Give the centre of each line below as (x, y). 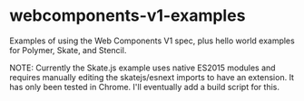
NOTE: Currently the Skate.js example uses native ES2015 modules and (142, 68)
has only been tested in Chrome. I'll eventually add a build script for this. (144, 87)
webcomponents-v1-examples (127, 16)
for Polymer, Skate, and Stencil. (68, 50)
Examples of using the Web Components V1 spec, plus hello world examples (152, 41)
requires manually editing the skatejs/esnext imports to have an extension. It (152, 77)
